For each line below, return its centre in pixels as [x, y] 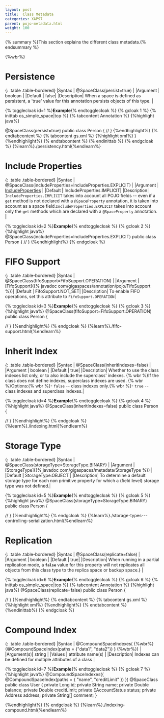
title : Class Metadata [29, 14]
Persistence [30, 77]
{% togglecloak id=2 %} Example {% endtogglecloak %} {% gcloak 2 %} [78, 226]
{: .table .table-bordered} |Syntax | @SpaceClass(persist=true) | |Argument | [82, 91]
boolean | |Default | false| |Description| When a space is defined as [73, 96]
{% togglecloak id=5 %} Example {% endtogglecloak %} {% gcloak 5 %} [78, 495]
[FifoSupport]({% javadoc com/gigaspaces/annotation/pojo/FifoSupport [78, 286]
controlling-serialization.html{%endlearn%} [49, 521]
